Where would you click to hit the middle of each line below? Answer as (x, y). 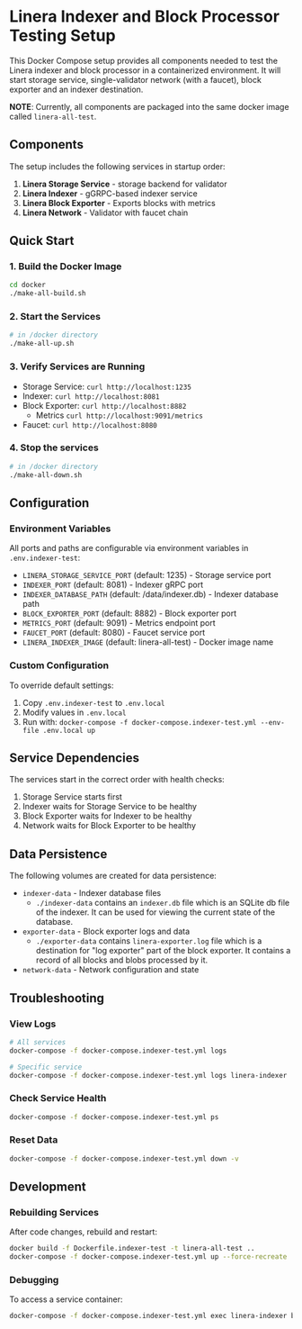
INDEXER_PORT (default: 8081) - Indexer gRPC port (113, 585)
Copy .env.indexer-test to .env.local (93, 702)
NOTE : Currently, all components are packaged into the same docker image (149, 106)
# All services (38, 1042)
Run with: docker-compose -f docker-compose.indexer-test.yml (139, 721)
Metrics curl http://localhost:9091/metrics (120, 415)
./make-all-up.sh (42, 344)
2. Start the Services (55, 317)
